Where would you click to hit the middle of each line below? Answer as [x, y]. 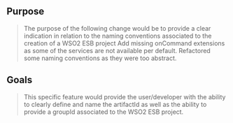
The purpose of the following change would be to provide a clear [117, 28]
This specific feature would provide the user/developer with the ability [125, 96]
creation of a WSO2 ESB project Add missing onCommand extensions [124, 43]
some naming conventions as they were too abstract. [100, 58]
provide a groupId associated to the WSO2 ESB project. [104, 112]
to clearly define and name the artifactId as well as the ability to [115, 104]
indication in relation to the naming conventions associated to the [118, 36]
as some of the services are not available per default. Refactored [117, 50]
